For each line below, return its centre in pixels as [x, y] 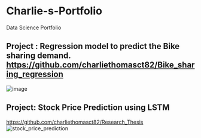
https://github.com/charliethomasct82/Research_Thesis [75, 122]
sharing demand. [39, 56]
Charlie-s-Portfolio [54, 11]
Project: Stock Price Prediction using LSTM [88, 108]
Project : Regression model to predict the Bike [93, 46]
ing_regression [35, 74]
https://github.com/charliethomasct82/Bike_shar [100, 65]
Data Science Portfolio [34, 27]
